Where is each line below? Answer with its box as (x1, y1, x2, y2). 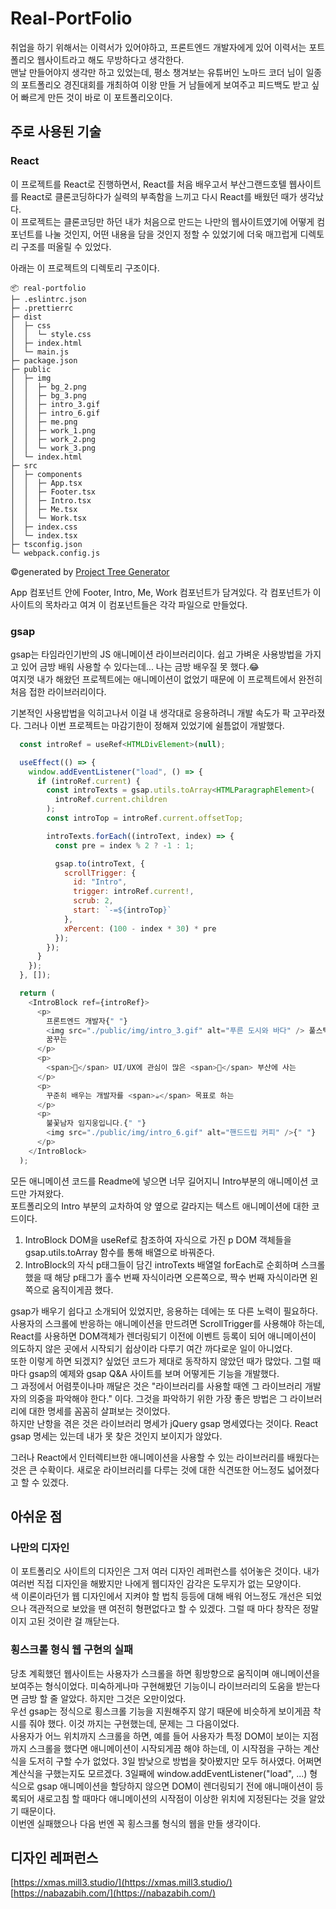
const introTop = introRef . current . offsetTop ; (46, 813, 244, 824)
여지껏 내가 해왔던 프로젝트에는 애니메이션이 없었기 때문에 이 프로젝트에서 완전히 (10, 673, 323, 685)
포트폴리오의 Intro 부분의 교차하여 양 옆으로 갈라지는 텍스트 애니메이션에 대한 (10, 1200, 310, 1212)
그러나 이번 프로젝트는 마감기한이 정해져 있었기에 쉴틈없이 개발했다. (23, 719, 285, 731)
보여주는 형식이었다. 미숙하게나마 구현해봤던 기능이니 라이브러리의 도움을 (10, 1680, 294, 1692)
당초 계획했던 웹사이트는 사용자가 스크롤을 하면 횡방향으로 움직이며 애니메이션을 (10, 1667, 321, 1679)
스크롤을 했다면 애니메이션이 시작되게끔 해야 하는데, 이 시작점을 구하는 (28, 1742, 302, 1754)
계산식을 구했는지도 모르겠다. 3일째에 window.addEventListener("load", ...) (10, 1767, 308, 1779)
